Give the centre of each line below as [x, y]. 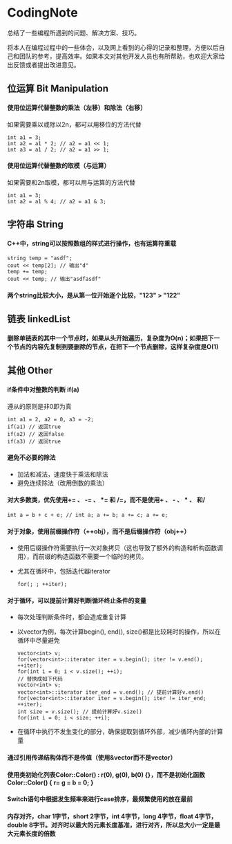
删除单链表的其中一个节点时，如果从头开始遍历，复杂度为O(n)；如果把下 [110, 338]
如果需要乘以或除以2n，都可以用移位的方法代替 [74, 124]
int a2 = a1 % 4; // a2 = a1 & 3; [57, 201]
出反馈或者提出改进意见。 [43, 64]
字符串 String [36, 224]
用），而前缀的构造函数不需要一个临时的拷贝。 [82, 557]
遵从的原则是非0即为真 [39, 406]
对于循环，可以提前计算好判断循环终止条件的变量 [77, 600]
